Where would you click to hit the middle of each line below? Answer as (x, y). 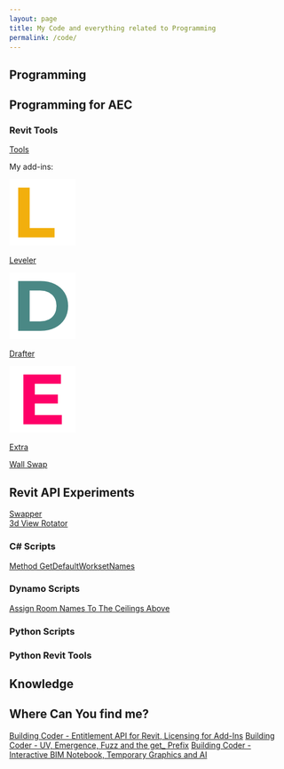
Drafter (22, 354)
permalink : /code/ (43, 37)
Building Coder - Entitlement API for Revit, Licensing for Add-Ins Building (142, 735)
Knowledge (41, 684)
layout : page (33, 19)
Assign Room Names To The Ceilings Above (90, 608)
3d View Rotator (39, 523)
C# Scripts (32, 546)
